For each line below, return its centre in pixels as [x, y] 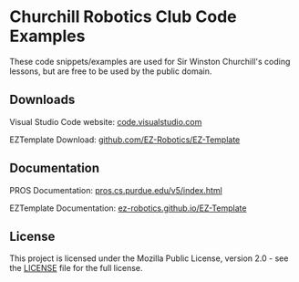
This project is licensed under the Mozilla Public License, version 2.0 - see [149, 258]
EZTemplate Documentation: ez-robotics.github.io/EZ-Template [128, 208]
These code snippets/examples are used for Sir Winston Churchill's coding [150, 61]
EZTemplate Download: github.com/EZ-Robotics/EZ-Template [125, 140]
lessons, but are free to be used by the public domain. [111, 71]
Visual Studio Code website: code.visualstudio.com [106, 121]
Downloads [42, 100]
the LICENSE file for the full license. [76, 268]
